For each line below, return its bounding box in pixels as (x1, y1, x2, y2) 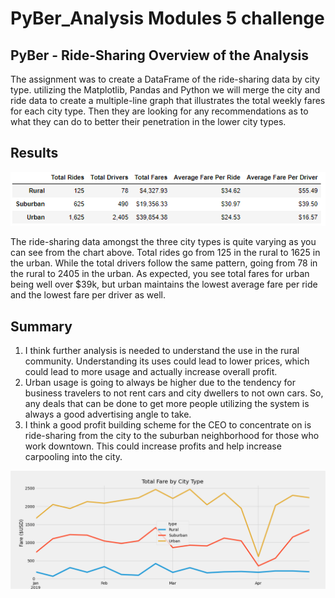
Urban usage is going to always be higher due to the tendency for (24, 376, 297, 388)
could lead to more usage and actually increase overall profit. (24, 365, 278, 377)
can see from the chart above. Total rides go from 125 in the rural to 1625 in (10, 247, 321, 259)
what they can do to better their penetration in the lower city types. (10, 116, 287, 127)
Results (10, 145, 59, 162)
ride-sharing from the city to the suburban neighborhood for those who (24, 429, 320, 441)
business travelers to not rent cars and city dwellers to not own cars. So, (24, 387, 324, 399)
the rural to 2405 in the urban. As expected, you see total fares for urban (10, 268, 310, 280)
